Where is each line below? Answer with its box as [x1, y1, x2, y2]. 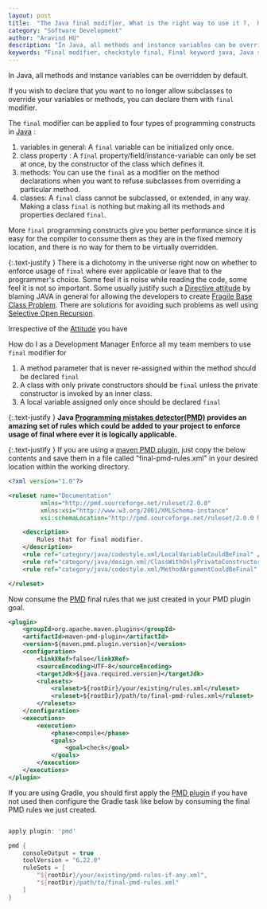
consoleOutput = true [22, 849, 94, 857]
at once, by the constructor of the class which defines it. [19, 159, 205, 168]
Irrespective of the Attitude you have [8, 324, 129, 333]
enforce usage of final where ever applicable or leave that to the [8, 266, 222, 276]
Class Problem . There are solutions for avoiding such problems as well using [8, 300, 258, 309]
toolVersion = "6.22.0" [22, 856, 102, 864]
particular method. [19, 185, 81, 194]
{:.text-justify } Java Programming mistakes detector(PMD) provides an [8, 413, 247, 422]
